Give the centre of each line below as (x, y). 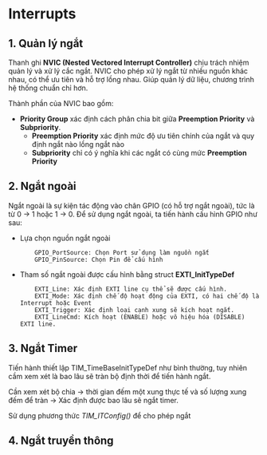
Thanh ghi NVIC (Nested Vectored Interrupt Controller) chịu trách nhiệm (129, 62)
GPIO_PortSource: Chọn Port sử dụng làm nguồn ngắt (122, 252)
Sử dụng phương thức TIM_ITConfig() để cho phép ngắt (100, 415)
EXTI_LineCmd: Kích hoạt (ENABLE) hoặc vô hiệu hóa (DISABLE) (140, 317)
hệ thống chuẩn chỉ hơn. (48, 88)
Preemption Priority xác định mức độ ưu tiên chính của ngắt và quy (143, 136)
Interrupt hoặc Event (55, 303)
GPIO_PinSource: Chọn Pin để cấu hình (99, 259)
